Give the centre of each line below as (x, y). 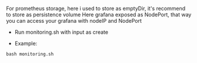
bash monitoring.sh (30, 54)
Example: (26, 43)
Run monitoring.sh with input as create (61, 32)
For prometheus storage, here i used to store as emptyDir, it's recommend (96, 8)
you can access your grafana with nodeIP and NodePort (74, 21)
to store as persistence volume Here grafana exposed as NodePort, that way (99, 15)
